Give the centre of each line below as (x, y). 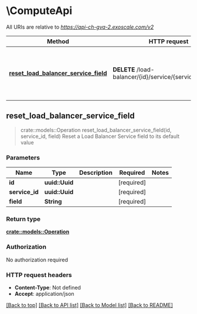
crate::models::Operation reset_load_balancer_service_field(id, (96, 130)
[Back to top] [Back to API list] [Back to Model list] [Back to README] (89, 305)
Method (58, 41)
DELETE (124, 70)
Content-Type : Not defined (47, 287)
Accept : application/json (44, 294)
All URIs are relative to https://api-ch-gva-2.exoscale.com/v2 (80, 27)
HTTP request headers (39, 275)
